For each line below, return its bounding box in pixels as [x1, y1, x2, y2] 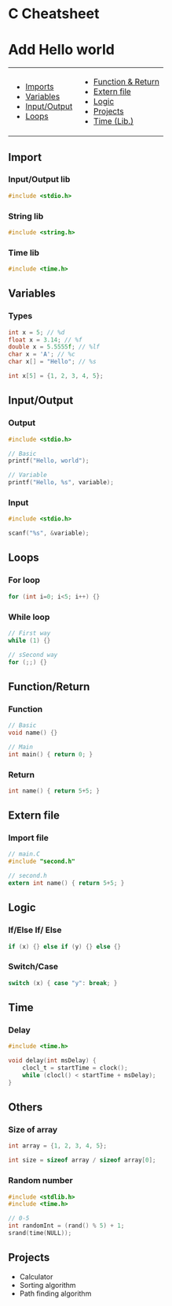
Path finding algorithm [19, 1289, 92, 1298]
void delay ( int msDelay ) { [8, 1057, 97, 1065]
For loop [8, 575, 41, 586]
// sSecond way [8, 651, 58, 659]
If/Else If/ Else [8, 924, 62, 935]
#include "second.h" [8, 857, 76, 866]
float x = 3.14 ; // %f [8, 336, 82, 344]
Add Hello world [8, 41, 115, 59]
